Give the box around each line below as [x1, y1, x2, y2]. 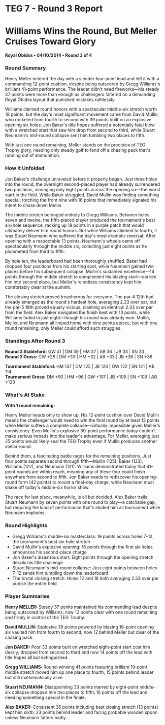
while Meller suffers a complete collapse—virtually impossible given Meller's [5, 422, 161, 429]
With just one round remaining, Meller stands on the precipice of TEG [5, 142, 146, 148]
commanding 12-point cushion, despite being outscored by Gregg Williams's [5, 81, 161, 87]
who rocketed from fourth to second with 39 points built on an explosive [5, 117, 152, 123]
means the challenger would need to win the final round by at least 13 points [5, 417, 160, 423]
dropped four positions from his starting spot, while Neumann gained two [5, 263, 154, 269]
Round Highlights [5, 522, 48, 529]
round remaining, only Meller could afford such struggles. [5, 325, 122, 331]
